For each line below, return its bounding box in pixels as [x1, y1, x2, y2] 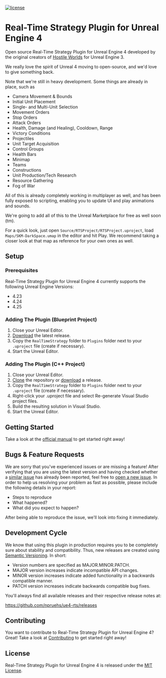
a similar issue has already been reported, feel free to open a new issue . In [5, 474, 158, 480]
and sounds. [5, 203, 31, 209]
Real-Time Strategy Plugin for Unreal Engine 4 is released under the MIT [5, 662, 153, 668]
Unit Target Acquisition [12, 141, 59, 146]
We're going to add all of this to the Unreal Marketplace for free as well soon [5, 212, 161, 218]
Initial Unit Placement [12, 98, 56, 104]
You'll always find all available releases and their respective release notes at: [5, 592, 162, 598]
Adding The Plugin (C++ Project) [5, 360, 85, 367]
